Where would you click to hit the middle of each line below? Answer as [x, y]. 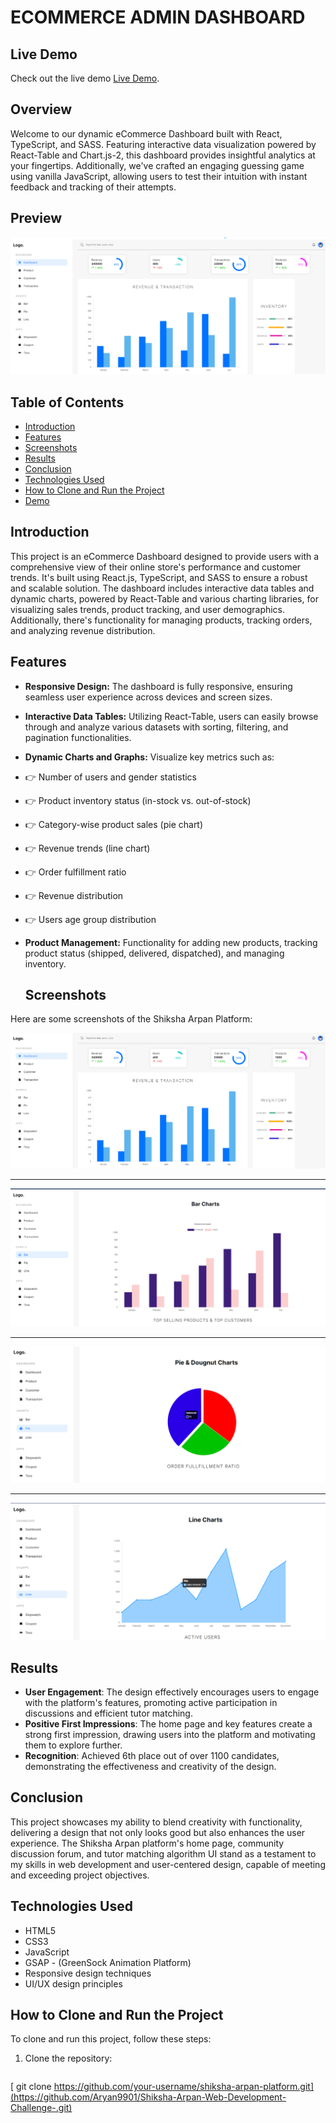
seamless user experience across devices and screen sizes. [148, 697]
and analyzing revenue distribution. [83, 630]
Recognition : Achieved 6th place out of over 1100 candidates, [152, 1756]
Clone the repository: [68, 2058]
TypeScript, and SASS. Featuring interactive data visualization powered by [163, 144]
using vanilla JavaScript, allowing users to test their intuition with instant [159, 176]
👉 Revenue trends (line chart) [87, 848]
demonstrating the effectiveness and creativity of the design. [150, 1767]
